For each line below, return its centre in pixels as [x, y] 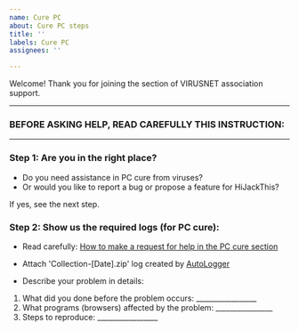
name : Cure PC [36, 17]
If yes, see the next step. [54, 204]
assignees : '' [36, 51]
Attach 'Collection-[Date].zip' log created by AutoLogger [126, 264]
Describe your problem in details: [83, 281]
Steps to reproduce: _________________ [90, 318]
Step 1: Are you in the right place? [83, 158]
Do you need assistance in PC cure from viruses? [112, 177]
